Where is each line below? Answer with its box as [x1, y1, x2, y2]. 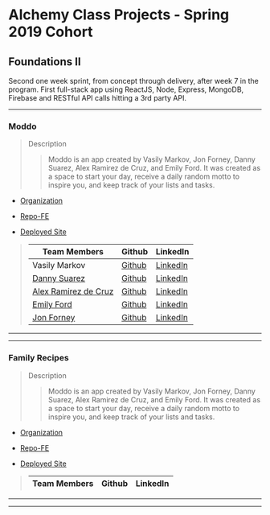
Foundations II [8, 55, 82, 68]
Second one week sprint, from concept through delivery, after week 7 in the [8, 76, 259, 85]
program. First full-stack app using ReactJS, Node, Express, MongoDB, [8, 84, 244, 94]
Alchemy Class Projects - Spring [8, 6, 230, 24]
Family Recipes [8, 352, 70, 364]
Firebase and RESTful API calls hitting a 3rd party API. [8, 93, 187, 102]
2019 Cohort [8, 23, 94, 41]
